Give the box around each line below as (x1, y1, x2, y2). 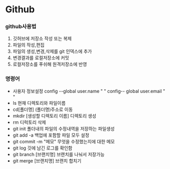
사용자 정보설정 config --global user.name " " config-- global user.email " (12, 88, 165, 94)
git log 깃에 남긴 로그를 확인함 (12, 145, 73, 151)
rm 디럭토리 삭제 (12, 119, 46, 125)
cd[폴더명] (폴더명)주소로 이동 (12, 106, 73, 112)
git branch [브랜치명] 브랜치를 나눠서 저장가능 (12, 151, 105, 157)
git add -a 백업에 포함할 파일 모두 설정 (12, 132, 90, 138)
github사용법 (5, 23, 37, 30)
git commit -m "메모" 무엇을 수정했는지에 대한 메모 (12, 138, 115, 144)
